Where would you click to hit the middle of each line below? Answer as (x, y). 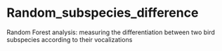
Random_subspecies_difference (103, 13)
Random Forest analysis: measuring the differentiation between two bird (111, 32)
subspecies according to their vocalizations (70, 39)
